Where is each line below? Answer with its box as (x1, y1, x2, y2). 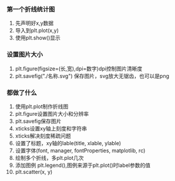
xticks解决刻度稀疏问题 (15, 132, 71, 139)
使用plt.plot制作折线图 (15, 103, 69, 110)
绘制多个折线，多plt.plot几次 (15, 154, 84, 161)
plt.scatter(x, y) (15, 168, 53, 175)
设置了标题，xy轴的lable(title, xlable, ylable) (15, 139, 122, 146)
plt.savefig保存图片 (15, 118, 62, 125)
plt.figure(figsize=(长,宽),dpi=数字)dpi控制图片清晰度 (15, 65, 143, 72)
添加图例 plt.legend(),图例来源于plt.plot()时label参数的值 (15, 162, 151, 169)
